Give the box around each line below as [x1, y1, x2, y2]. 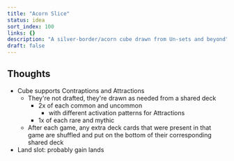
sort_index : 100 [7, 23, 54, 30]
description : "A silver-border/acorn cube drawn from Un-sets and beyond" [7, 36, 229, 43]
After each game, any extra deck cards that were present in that [27, 123, 212, 132]
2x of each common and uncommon [38, 101, 143, 110]
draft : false [7, 42, 45, 49]
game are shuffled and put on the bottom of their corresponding [27, 130, 212, 139]
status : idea [7, 17, 45, 24]
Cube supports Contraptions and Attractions [17, 86, 145, 94]
